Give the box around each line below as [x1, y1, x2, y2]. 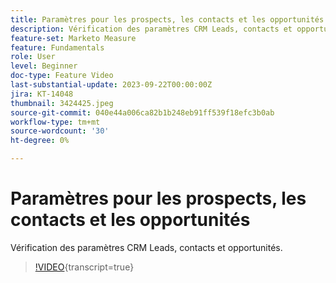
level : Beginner [10, 61, 78, 71]
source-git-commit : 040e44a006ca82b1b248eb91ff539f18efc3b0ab [10, 107, 275, 118]
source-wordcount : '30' [10, 126, 110, 136]
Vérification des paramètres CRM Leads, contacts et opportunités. [10, 241, 283, 253]
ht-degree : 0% [10, 136, 70, 146]
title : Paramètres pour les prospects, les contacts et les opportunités [10, 14, 325, 25]
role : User [10, 52, 56, 62]
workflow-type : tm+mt [10, 117, 101, 127]
